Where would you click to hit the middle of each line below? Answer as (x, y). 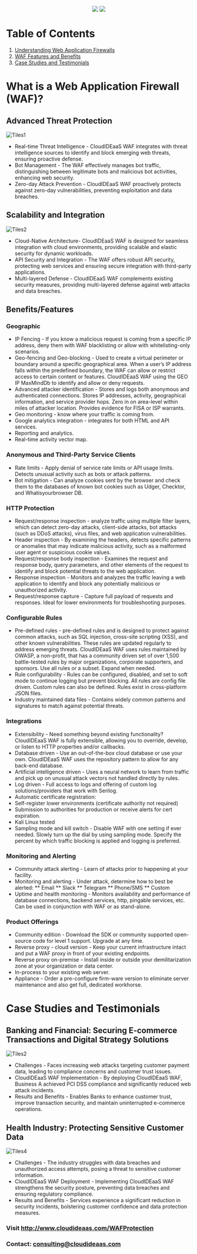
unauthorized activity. (41, 590)
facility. (23, 875)
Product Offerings (32, 922)
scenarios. (27, 352)
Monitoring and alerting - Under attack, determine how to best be (94, 881)
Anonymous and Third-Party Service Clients (71, 455)
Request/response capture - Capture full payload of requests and (94, 596)
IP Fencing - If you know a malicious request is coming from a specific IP (103, 339)
